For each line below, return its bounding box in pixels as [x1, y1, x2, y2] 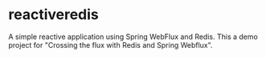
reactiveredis [8, 6, 99, 24]
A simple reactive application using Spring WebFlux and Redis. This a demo [8, 32, 259, 41]
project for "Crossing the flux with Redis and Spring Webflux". [8, 40, 213, 49]
